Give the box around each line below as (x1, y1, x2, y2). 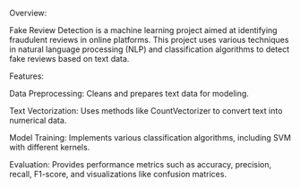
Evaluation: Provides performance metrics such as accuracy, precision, (9, 159, 272, 169)
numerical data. (9, 115, 67, 125)
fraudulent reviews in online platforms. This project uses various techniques (9, 35, 289, 45)
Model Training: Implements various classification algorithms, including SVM (9, 132, 291, 142)
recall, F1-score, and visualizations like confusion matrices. (9, 169, 227, 179)
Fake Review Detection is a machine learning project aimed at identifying (9, 25, 278, 35)
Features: (9, 71, 45, 81)
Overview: (9, 8, 47, 18)
